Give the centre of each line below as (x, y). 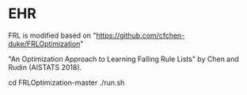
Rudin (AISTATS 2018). (45, 67)
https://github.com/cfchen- (141, 35)
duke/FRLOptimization (44, 43)
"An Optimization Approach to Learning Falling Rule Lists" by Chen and (123, 59)
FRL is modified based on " (52, 35)
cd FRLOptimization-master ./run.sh (66, 82)
